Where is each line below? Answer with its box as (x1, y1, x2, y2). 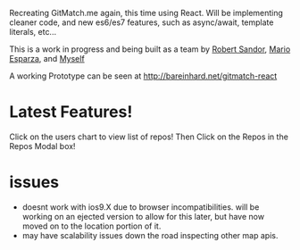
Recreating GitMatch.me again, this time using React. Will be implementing (9, 8, 284, 18)
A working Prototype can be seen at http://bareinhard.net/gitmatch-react (9, 71, 278, 81)
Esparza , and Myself (9, 54, 85, 63)
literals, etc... (9, 27, 56, 37)
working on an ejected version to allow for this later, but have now (21, 211, 265, 221)
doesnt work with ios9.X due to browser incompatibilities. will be (21, 201, 260, 212)
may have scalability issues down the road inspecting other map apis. (21, 229, 279, 240)
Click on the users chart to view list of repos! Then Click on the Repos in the (9, 131, 288, 142)
